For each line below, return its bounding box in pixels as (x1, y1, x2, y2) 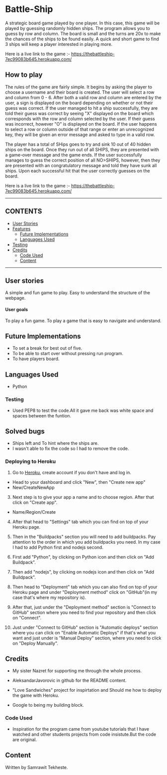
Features (12, 225, 31, 231)
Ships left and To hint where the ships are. (12, 440, 99, 446)
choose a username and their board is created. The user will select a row (5, 89, 155, 95)
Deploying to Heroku (5, 458, 56, 465)
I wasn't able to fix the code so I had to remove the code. (12, 445, 129, 452)
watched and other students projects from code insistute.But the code (12, 731, 157, 737)
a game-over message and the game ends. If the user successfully (5, 152, 143, 158)
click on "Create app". (12, 499, 58, 505)
